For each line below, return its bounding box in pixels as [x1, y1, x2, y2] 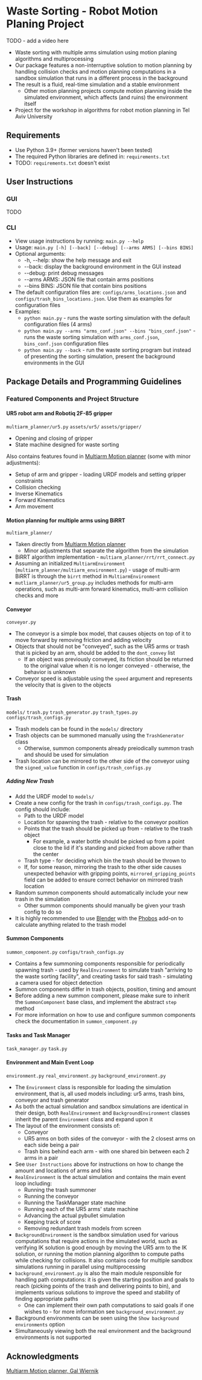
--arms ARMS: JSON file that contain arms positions [24, 276, 154, 283]
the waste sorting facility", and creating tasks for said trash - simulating [14, 973, 193, 980]
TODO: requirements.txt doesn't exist [14, 159, 110, 167]
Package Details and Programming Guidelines [6, 377, 182, 387]
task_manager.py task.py [6, 1046, 68, 1052]
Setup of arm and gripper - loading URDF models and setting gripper [14, 471, 186, 478]
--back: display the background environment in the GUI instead [24, 262, 181, 270]
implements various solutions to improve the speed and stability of [14, 1289, 181, 1296]
